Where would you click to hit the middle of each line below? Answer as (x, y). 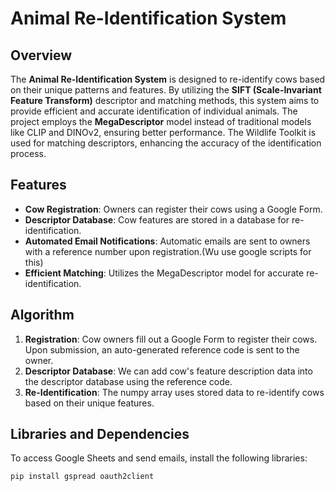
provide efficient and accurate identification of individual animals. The (154, 111)
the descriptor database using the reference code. (128, 381)
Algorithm (42, 315)
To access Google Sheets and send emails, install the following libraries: (159, 458)
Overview (41, 55)
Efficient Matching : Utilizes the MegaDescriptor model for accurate (164, 273)
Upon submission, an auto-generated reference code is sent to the (162, 349)
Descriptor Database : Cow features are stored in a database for (157, 219)
